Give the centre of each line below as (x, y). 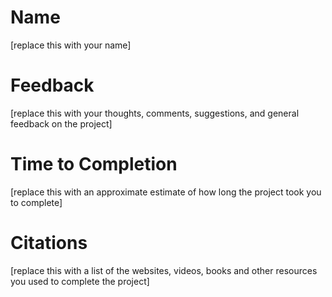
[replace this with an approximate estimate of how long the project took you (166, 192)
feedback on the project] (61, 123)
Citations (49, 243)
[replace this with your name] (71, 45)
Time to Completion (94, 164)
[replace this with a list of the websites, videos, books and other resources (164, 270)
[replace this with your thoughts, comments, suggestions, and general (155, 113)
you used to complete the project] (80, 281)
